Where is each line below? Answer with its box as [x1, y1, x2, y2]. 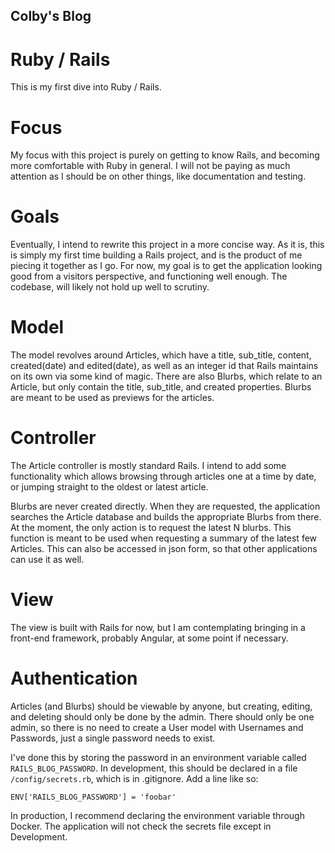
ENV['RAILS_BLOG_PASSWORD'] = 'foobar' [10, 792, 177, 802]
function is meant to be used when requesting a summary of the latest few [10, 532, 318, 544]
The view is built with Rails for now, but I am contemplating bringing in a [10, 622, 306, 634]
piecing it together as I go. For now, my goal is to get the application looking [10, 260, 323, 272]
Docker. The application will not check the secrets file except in [10, 820, 272, 832]
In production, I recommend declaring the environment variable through [10, 809, 305, 821]
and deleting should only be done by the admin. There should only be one [10, 710, 315, 723]
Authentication [10, 667, 138, 690]
